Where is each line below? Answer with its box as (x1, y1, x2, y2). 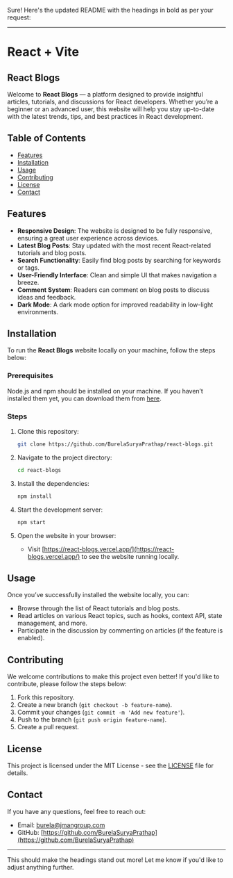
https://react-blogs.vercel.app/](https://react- (44, 545, 175, 553)
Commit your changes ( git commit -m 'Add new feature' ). (17, 708, 185, 717)
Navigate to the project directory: (17, 453, 112, 462)
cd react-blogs (17, 466, 62, 473)
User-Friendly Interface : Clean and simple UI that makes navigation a (17, 270, 217, 279)
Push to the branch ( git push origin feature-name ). (17, 715, 167, 724)
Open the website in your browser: (17, 531, 116, 539)
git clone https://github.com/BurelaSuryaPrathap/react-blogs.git (17, 441, 214, 448)
